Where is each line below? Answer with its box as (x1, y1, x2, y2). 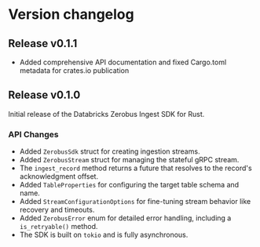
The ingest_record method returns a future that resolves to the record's (19, 163, 253, 173)
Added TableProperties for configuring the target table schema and (19, 180, 240, 190)
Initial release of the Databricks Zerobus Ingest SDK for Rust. (8, 109, 205, 118)
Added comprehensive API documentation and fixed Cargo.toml (19, 57, 227, 67)
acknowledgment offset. (19, 172, 99, 181)
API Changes (8, 129, 59, 140)
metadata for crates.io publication (19, 66, 130, 75)
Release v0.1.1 (8, 37, 78, 50)
